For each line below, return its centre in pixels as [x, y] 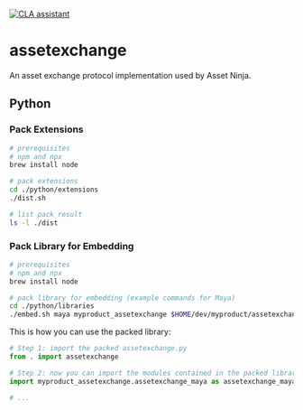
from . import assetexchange [64, 357]
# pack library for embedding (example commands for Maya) [123, 298]
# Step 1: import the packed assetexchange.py [98, 349]
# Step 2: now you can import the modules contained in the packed [139, 373]
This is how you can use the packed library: [90, 332]
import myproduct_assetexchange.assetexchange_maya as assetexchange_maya [153, 381]
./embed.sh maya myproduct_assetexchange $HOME [101, 315]
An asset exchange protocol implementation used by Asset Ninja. [130, 75]
